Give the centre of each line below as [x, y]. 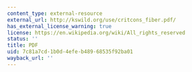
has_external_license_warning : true [59, 26]
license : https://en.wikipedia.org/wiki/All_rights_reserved [96, 33]
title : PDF [23, 45]
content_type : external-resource [55, 13]
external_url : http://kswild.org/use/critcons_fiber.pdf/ [92, 20]
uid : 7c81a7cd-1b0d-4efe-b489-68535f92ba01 [70, 52]
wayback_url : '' [30, 58]
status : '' [23, 39]
